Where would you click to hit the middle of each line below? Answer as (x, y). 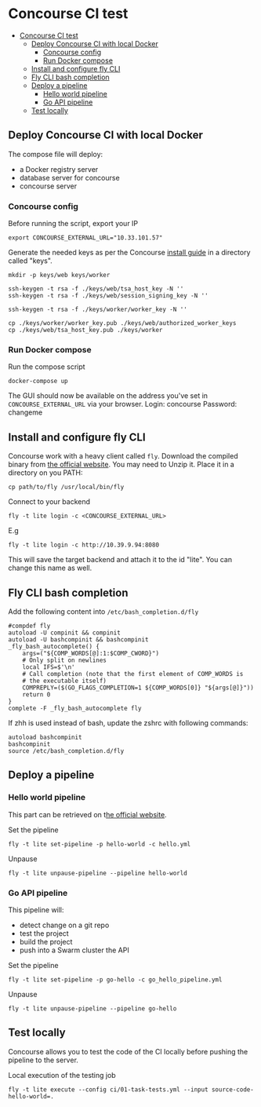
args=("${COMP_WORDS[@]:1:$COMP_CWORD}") (91, 653)
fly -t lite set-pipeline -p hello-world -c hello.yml (100, 844)
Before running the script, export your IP (73, 224)
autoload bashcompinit (45, 737)
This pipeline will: (36, 910)
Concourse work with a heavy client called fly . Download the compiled (123, 456)
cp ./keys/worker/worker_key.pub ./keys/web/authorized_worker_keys (122, 323)
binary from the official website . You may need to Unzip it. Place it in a (121, 465)
